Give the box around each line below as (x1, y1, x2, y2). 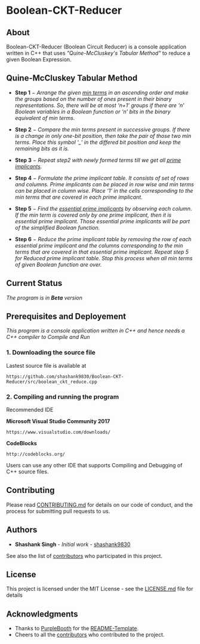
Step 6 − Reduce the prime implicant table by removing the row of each (14, 235, 192, 242)
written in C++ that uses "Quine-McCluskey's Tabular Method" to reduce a (6, 50, 190, 57)
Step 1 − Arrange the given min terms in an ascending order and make (14, 89, 189, 96)
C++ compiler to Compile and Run (6, 334, 91, 341)
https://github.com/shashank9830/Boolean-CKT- (6, 374, 124, 380)
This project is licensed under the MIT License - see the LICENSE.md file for (6, 586, 193, 593)
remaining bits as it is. (14, 144, 70, 152)
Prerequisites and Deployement (6, 312, 127, 322)
